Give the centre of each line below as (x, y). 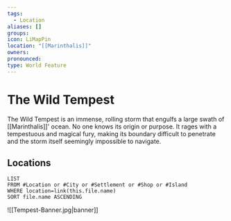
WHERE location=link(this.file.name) (62, 191)
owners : (18, 53)
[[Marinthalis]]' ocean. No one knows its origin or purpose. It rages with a (112, 126)
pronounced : (24, 59)
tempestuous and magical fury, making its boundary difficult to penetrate (112, 133)
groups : (18, 33)
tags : (15, 14)
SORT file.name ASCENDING (44, 197)
